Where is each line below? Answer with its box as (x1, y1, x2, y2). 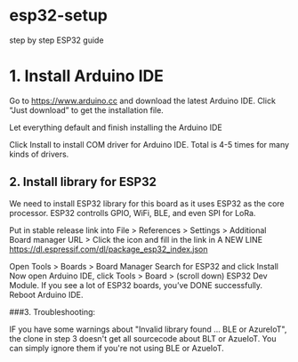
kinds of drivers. (9, 149, 69, 159)
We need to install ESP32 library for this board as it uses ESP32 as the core (9, 197, 285, 209)
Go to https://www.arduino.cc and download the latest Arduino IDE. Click (9, 95, 276, 106)
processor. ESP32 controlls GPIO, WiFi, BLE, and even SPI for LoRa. (9, 207, 256, 218)
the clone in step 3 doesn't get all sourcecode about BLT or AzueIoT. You (9, 333, 277, 343)
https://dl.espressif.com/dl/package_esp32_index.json (9, 244, 208, 254)
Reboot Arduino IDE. (9, 289, 84, 300)
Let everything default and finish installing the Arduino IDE (9, 122, 222, 133)
